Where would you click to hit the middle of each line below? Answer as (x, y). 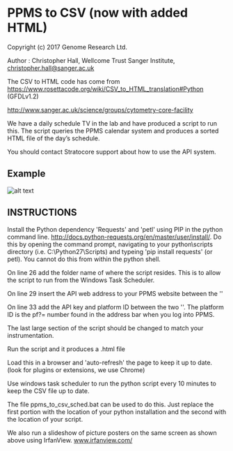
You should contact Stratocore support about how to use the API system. (112, 151)
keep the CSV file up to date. (48, 391)
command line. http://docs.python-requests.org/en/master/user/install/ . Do (114, 237)
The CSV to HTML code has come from (64, 81)
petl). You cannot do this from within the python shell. (84, 259)
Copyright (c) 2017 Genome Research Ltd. (67, 47)
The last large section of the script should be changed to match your (105, 328)
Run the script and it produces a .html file (66, 349)
